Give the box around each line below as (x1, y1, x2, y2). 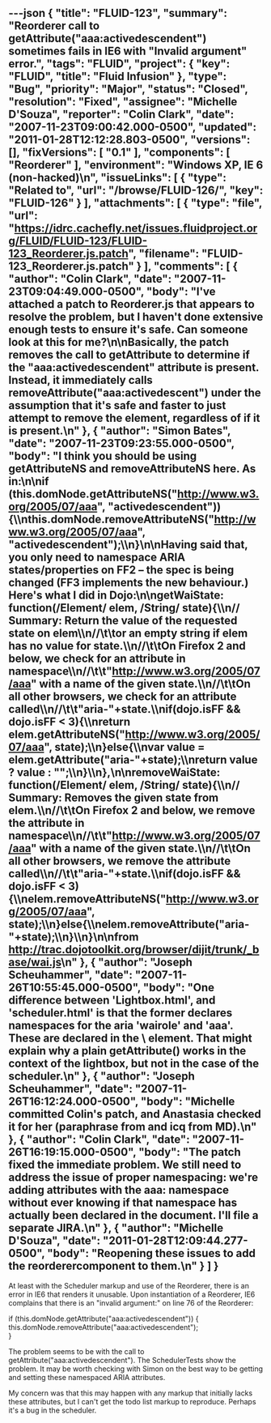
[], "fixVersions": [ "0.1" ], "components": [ (8, 146, 231, 160)
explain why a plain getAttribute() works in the (8, 1044, 247, 1058)
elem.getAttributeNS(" (8, 728, 125, 742)
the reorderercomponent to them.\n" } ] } (8, 1259, 219, 1273)
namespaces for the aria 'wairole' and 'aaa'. (8, 1019, 234, 1033)
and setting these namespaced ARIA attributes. (8, 1372, 166, 1382)
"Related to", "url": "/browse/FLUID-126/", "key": (8, 184, 264, 198)
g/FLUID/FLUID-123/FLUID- (8, 234, 148, 248)
